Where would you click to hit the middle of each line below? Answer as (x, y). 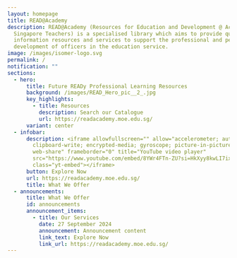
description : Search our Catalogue (91, 112)
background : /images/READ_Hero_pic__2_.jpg (91, 93)
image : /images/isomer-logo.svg (55, 54)
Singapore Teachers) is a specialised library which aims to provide (118, 34)
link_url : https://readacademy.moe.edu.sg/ (104, 244)
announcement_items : (56, 211)
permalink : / (26, 60)
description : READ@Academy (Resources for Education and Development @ (115, 27)
